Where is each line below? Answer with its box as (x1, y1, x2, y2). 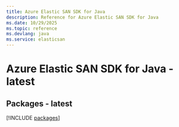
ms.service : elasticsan (6, 36, 66, 42)
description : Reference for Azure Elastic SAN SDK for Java (6, 14, 159, 20)
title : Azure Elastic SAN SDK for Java (6, 8, 106, 15)
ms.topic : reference (6, 25, 58, 32)
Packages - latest (6, 98, 73, 109)
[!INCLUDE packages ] (6, 114, 60, 121)
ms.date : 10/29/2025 (6, 20, 58, 26)
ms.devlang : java (6, 31, 50, 37)
